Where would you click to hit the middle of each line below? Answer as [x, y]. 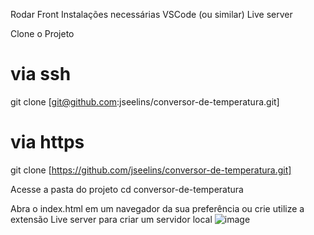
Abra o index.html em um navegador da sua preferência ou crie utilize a [157, 208]
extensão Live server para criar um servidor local [111, 219]
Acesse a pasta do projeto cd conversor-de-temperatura [127, 189]
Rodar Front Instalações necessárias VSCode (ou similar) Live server [151, 14]
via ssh [41, 74]
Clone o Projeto [42, 33]
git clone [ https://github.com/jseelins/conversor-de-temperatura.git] [151, 170]
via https [47, 142]
